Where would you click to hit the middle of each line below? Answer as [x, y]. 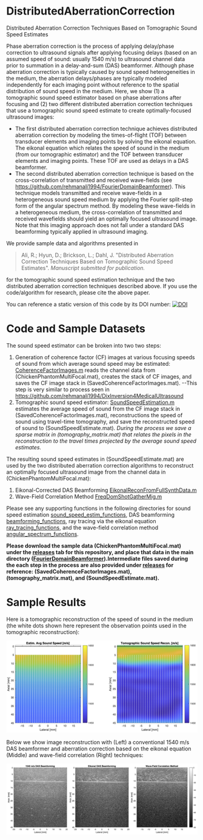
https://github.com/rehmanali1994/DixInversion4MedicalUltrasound [99, 395]
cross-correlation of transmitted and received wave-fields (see [94, 180]
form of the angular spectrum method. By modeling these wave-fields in [105, 206]
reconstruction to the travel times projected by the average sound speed [106, 441]
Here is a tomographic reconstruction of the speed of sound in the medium [100, 619]
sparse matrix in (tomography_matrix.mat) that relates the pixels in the [103, 434]
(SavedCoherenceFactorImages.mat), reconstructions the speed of [99, 415]
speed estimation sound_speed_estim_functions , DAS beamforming [90, 514]
